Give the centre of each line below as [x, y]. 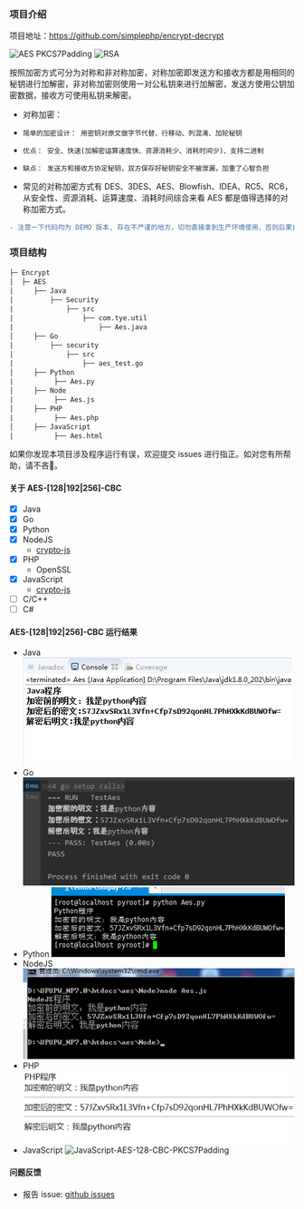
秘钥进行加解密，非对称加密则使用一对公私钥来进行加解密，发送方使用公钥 [148, 84]
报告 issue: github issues [68, 1194]
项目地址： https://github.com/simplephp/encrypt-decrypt [117, 36]
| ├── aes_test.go [76, 364]
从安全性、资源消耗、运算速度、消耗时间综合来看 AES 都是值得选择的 [151, 198]
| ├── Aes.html [56, 436]
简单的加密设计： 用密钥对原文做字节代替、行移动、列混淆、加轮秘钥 [132, 133]
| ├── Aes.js [52, 400]
